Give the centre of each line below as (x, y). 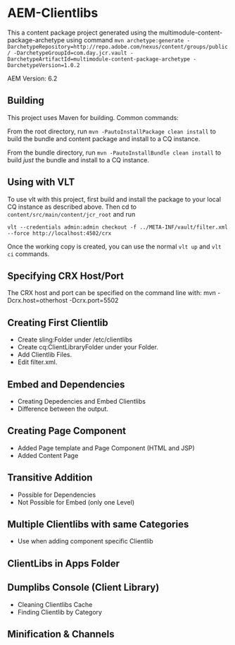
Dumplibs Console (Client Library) (83, 587)
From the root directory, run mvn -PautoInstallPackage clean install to (112, 131)
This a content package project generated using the (83, 32)
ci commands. (28, 254)
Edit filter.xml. (37, 362)
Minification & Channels (61, 634)
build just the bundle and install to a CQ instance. (78, 159)
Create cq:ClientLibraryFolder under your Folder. (88, 347)
